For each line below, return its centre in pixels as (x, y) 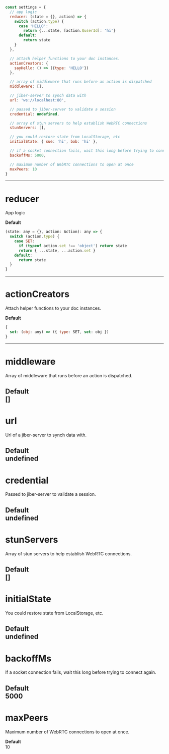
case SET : (25, 241)
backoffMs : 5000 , (28, 155)
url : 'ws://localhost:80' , (38, 100)
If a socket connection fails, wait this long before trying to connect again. (81, 672)
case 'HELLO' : (33, 26)
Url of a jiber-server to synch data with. (46, 435)
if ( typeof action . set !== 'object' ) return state (73, 246)
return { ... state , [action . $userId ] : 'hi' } (69, 31)
